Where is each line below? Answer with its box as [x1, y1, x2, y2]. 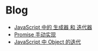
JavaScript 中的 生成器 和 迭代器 [13, 23, 92, 30]
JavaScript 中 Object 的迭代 [13, 38, 82, 45]
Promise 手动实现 [13, 30, 56, 38]
